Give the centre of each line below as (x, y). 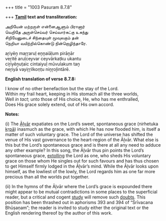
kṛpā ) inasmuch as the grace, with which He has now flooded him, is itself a (83, 129)
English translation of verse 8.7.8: (41, 79)
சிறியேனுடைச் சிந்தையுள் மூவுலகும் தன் (42, 38)
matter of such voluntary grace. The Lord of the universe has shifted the (79, 134)
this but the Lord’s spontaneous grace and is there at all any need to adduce (83, 145)
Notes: (12, 114)
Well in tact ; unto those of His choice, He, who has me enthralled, (72, 99)
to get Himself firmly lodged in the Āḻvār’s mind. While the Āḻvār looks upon (82, 166)
